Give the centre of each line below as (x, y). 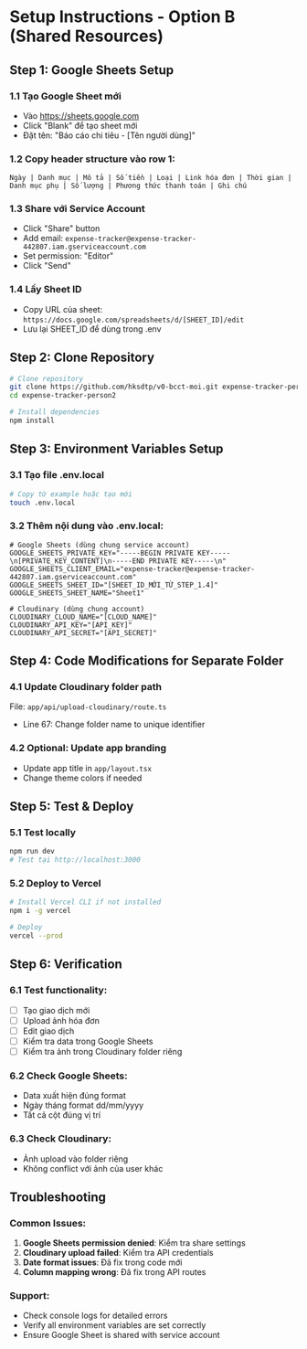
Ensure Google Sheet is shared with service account (122, 1335)
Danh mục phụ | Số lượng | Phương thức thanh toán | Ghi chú (128, 186)
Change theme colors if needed (82, 778)
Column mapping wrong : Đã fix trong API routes (114, 1272)
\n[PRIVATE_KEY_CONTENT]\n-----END (77, 561)
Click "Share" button (61, 228)
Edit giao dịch (48, 1031)
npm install (32, 421)
